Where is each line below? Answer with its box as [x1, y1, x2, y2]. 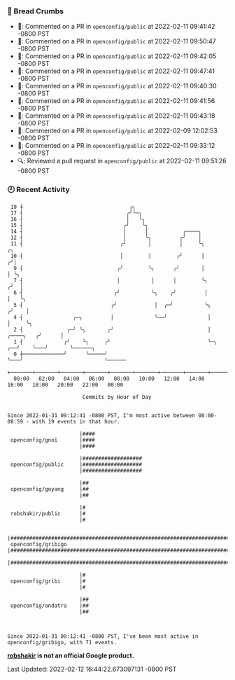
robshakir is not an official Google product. [7, 651, 134, 660]
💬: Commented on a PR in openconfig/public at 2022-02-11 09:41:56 [17, 97, 215, 105]
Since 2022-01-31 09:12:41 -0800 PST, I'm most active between [7, 412, 196, 419]
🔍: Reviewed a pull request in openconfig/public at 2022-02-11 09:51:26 [17, 157, 227, 165]
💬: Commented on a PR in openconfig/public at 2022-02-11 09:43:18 [17, 111, 215, 120]
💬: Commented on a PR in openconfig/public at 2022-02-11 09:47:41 [17, 67, 215, 76]
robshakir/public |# [10, 510, 86, 517]
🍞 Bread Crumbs [7, 6, 64, 16]
